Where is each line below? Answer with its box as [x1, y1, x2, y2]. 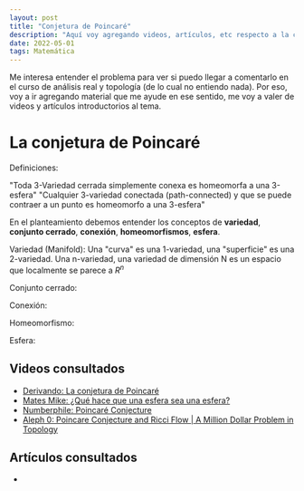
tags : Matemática [9, 47, 75, 56]
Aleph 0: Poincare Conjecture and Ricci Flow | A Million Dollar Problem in [22, 414, 294, 425]
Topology [22, 423, 59, 435]
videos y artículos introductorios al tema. [9, 101, 162, 111]
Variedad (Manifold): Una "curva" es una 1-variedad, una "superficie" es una [9, 244, 295, 255]
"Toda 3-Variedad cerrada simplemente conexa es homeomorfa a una [9, 180, 270, 191]
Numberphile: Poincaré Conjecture [22, 404, 152, 415]
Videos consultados [9, 361, 125, 377]
